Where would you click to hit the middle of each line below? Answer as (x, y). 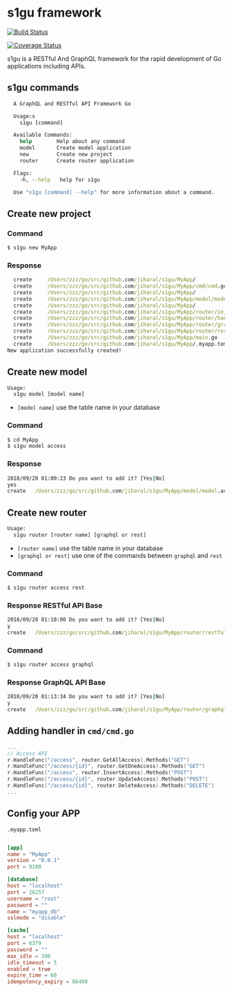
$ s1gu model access (37, 446)
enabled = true (29, 969)
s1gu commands (43, 88)
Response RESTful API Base (55, 605)
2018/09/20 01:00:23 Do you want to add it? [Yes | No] (86, 478)
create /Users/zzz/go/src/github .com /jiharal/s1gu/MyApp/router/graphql (117, 710)
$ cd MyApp (23, 440)
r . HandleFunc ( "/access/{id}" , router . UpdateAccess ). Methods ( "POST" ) (108, 779)
